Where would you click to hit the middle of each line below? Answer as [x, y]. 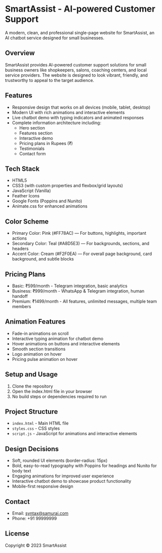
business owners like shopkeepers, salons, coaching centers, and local [76, 70]
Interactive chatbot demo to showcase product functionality [72, 481]
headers [20, 249]
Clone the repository [32, 386]
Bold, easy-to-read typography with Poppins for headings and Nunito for [84, 466]
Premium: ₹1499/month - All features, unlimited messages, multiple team [84, 301]
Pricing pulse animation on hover [45, 359]
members [22, 306]
